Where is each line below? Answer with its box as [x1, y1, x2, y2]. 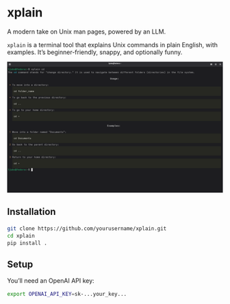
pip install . [7, 240, 48, 246]
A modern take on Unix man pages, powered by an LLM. [7, 27, 166, 36]
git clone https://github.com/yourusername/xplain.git [7, 225, 167, 232]
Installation [7, 206, 56, 218]
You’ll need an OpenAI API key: [7, 277, 94, 285]
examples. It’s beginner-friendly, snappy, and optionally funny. [7, 48, 183, 56]
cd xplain [7, 232, 36, 239]
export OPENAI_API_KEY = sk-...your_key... [7, 291, 127, 298]
